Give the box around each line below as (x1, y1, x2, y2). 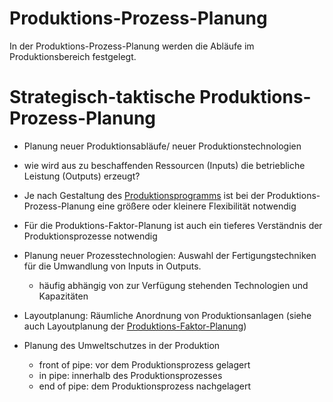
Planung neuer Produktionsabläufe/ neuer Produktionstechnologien (23, 140, 302, 152)
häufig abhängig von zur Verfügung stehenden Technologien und (38, 279, 309, 291)
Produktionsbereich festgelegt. (9, 50, 137, 62)
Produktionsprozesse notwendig (23, 230, 158, 242)
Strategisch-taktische (9, 86, 196, 109)
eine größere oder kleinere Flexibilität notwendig (97, 200, 297, 212)
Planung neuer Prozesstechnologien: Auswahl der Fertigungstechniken (23, 249, 317, 261)
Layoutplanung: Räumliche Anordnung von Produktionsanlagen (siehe (23, 309, 312, 321)
